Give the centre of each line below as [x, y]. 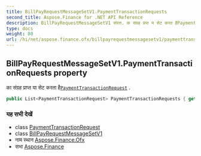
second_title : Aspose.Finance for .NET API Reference [75, 17]
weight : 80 [20, 34]
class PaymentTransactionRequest [57, 127]
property [71, 73]
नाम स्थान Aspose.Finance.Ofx [50, 140]
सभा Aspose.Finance [39, 146]
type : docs [20, 28]
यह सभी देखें [19, 114]
